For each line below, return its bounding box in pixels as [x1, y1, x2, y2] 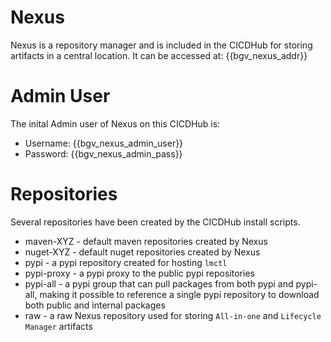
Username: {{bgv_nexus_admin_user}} [24, 137, 184, 149]
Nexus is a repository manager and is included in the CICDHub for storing [10, 39, 313, 51]
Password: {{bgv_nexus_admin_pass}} [24, 147, 183, 160]
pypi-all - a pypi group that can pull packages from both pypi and [24, 277, 294, 290]
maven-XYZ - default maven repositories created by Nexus [24, 235, 268, 247]
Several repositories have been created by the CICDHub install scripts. [10, 216, 301, 228]
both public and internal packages [24, 299, 166, 311]
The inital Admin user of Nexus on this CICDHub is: [10, 117, 221, 130]
